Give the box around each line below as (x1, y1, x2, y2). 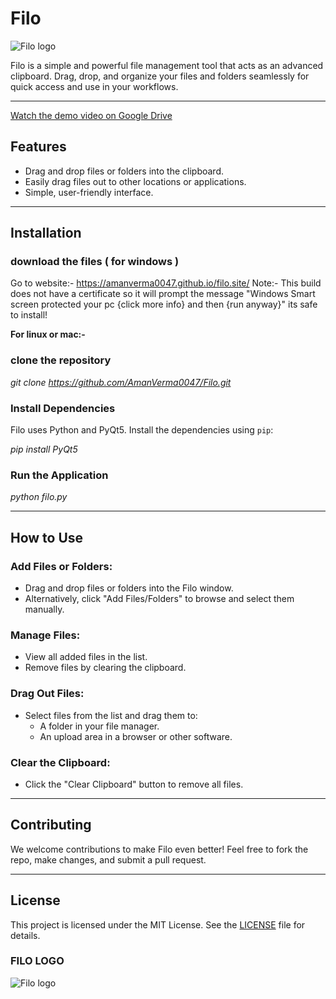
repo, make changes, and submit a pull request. (10, 853, 207, 866)
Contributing (10, 817, 92, 834)
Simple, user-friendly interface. (24, 186, 154, 198)
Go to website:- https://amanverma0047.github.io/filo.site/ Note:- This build (10, 277, 322, 289)
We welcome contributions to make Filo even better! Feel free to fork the (10, 843, 309, 855)
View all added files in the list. (24, 651, 148, 663)
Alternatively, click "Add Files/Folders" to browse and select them (24, 593, 295, 605)
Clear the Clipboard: (10, 755, 111, 769)
